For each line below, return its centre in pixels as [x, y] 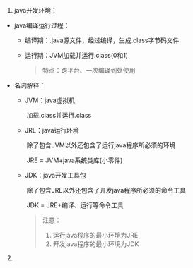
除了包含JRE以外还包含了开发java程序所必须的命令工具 [106, 190]
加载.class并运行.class [59, 115]
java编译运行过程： [42, 25]
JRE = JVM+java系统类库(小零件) [75, 160]
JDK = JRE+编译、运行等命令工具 [75, 205]
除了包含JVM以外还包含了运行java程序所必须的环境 [101, 145]
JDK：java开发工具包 [55, 175]
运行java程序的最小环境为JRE [95, 235]
